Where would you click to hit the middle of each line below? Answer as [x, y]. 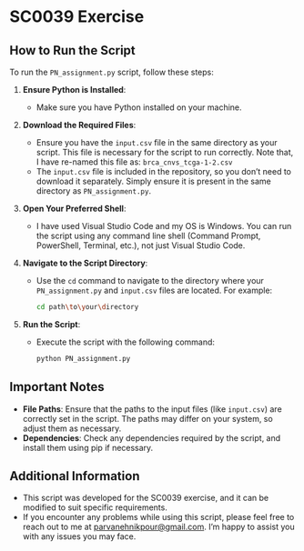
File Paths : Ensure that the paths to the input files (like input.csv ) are [152, 409]
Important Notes [57, 387]
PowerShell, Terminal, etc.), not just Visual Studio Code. [141, 245]
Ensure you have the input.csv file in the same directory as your [157, 142]
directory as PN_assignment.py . [94, 191]
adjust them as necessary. [72, 428]
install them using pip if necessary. [88, 447]
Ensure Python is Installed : [74, 90]
